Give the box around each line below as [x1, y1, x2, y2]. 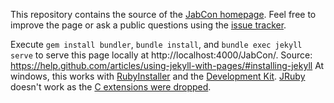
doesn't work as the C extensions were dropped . [10, 81, 212, 93]
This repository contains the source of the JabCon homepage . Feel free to [10, 9, 317, 20]
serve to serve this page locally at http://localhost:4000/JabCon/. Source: [10, 49, 313, 61]
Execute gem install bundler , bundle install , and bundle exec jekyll [10, 39, 303, 50]
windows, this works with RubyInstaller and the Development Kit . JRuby [10, 70, 306, 82]
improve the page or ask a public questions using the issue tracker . [10, 19, 287, 31]
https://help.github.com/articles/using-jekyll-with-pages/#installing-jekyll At [10, 60, 325, 71]
